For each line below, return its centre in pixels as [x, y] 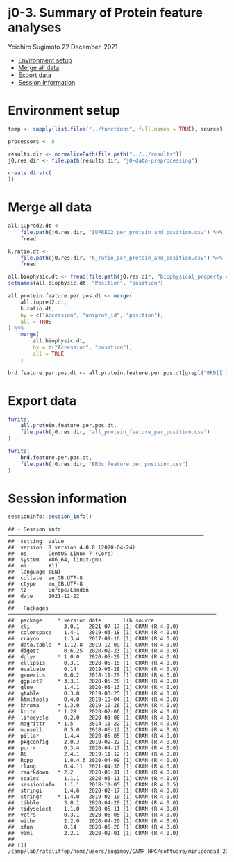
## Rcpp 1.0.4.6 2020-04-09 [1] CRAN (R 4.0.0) [93, 761]
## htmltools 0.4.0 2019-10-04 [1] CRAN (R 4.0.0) [93, 699]
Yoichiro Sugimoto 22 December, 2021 [63, 47]
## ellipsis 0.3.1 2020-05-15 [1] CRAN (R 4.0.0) [93, 663]
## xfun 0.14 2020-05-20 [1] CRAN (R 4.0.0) [93, 827]
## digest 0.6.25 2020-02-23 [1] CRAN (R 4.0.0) [93, 651]
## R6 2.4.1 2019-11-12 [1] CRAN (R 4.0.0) [93, 754]
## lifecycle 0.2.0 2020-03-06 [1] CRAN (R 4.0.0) [93, 718]
